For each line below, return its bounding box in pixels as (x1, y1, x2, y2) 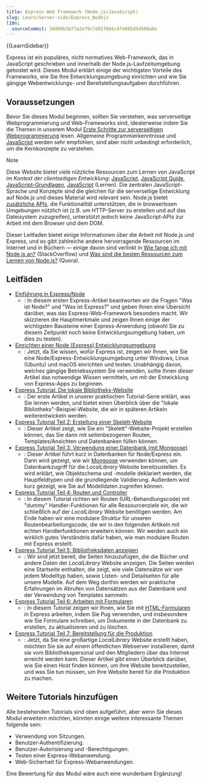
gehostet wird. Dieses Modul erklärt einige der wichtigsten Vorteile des (6, 67, 182, 74)
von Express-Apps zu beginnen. (23, 380, 104, 387)
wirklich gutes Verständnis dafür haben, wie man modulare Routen (23, 533, 190, 541)
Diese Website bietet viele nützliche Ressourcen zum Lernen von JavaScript (6, 168, 196, 175)
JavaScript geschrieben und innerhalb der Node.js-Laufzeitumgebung (6, 60, 181, 68)
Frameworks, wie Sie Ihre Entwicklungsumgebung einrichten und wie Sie (6, 73, 187, 80)
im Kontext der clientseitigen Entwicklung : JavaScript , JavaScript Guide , (6, 175, 185, 182)
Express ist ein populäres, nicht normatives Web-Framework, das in (6, 54, 174, 61)
